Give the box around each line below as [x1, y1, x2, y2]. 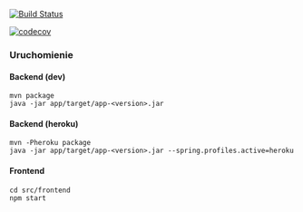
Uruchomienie [9, 48, 74, 61]
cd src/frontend [9, 186, 71, 195]
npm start [9, 193, 47, 203]
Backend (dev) [9, 71, 66, 82]
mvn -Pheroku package [9, 139, 92, 148]
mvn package [9, 92, 54, 101]
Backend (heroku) [9, 118, 79, 129]
